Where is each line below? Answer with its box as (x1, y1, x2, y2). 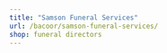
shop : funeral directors (9, 30, 102, 39)
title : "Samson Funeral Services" (9, 13, 139, 22)
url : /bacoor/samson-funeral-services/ (9, 22, 159, 31)
